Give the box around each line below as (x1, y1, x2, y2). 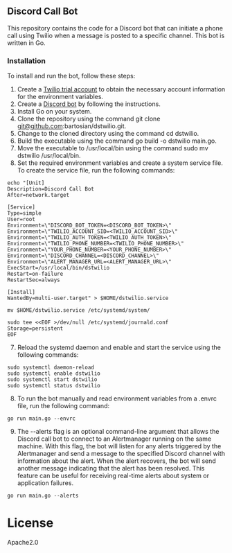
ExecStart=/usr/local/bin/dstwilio (7, 265, 110, 272)
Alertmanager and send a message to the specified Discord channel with (17, 450, 226, 458)
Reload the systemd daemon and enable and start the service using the (17, 343, 222, 352)
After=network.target (7, 192, 70, 199)
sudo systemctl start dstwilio (7, 376, 98, 383)
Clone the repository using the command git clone (17, 114, 161, 123)
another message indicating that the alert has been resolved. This (17, 464, 205, 473)
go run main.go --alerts (7, 492, 79, 500)
